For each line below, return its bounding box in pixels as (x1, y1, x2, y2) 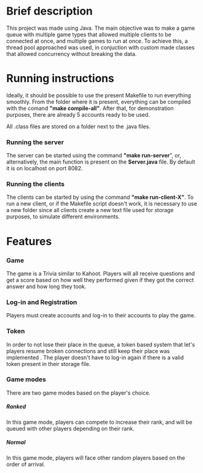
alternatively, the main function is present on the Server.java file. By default (6, 158, 195, 165)
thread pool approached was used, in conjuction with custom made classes (6, 44, 195, 51)
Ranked (6, 403, 26, 410)
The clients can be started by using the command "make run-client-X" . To (6, 193, 194, 201)
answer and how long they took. (6, 283, 87, 290)
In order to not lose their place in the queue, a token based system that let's (6, 340, 195, 348)
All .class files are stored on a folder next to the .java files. (6, 123, 151, 130)
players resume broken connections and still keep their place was (6, 347, 170, 354)
